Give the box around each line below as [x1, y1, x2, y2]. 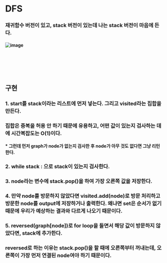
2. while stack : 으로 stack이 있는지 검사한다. [5, 163, 110, 170]
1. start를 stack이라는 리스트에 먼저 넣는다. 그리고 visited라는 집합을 [5, 100, 161, 107]
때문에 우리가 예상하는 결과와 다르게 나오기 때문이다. [5, 207, 122, 214]
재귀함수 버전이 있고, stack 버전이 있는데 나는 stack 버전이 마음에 [5, 22, 153, 29]
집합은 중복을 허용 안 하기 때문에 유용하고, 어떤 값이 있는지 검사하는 [5, 122, 156, 129]
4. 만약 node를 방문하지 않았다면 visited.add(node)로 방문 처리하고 [5, 192, 160, 199]
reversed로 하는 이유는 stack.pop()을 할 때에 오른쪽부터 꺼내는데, [5, 244, 156, 251]
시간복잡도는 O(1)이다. [10, 130, 62, 137]
